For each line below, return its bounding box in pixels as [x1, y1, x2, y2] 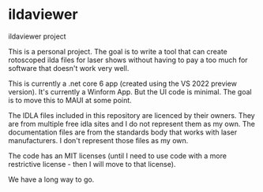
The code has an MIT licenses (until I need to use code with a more [8, 151, 227, 161]
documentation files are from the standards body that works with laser [8, 127, 238, 137]
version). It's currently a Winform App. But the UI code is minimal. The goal [8, 87, 252, 96]
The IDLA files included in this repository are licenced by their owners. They [8, 110, 255, 120]
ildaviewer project [8, 31, 66, 41]
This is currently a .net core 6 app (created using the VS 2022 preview [8, 79, 237, 88]
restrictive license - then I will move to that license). [8, 159, 176, 168]
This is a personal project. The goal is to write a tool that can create [8, 46, 227, 56]
